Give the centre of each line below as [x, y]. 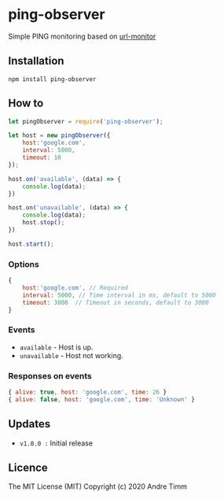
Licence [28, 468]
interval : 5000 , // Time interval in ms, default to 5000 [119, 295]
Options [24, 264]
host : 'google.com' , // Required [75, 288]
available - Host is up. [56, 347]
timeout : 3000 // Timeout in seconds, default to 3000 [116, 302]
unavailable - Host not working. [71, 355]
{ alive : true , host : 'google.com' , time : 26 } [88, 392]
